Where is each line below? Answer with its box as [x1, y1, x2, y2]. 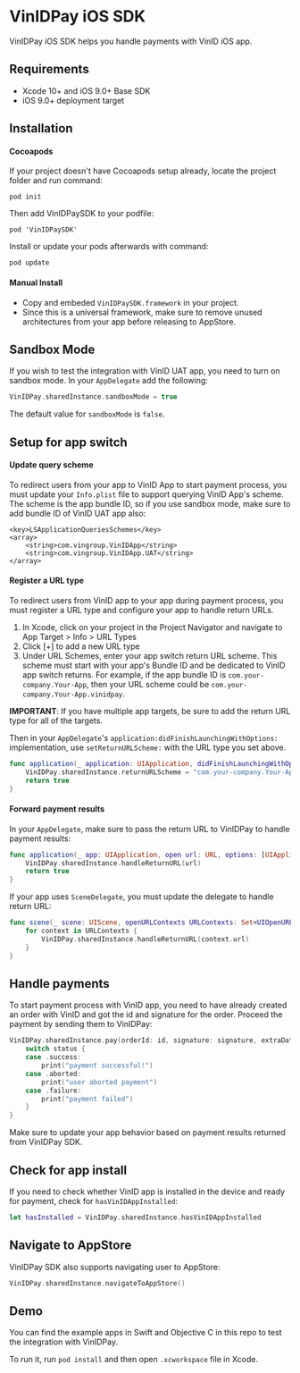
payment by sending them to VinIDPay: [9, 1019, 153, 1030]
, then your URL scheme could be [86, 679, 210, 690]
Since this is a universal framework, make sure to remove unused [21, 307, 262, 317]
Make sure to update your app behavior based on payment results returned [9, 1127, 286, 1138]
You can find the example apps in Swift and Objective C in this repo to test [9, 1327, 283, 1338]
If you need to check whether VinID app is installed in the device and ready [9, 1186, 286, 1197]
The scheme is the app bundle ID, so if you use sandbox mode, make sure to [9, 498, 291, 509]
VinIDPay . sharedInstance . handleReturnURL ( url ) [25, 858, 202, 868]
